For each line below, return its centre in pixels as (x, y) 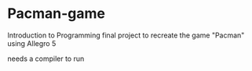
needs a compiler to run (46, 59)
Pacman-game (57, 14)
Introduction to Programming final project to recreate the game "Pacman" (126, 35)
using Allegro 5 (32, 43)
